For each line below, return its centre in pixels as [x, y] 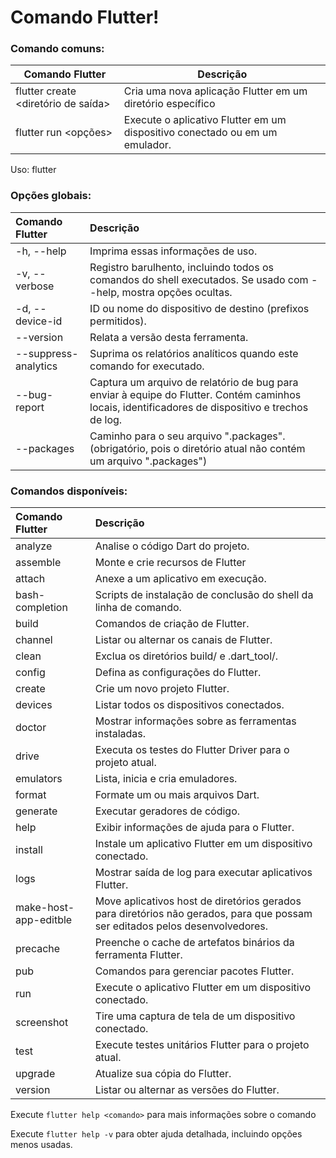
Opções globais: [51, 196]
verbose [35, 286]
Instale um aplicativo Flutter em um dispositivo [203, 844]
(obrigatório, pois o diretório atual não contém [197, 448]
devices [34, 705]
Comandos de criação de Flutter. [172, 624]
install [29, 850]
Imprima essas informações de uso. [173, 251]
